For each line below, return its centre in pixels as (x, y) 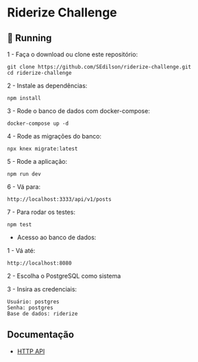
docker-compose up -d (38, 123)
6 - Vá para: (24, 187)
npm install (24, 98)
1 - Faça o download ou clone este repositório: (73, 54)
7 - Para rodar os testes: (41, 212)
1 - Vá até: (21, 251)
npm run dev (24, 174)
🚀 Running (29, 38)
